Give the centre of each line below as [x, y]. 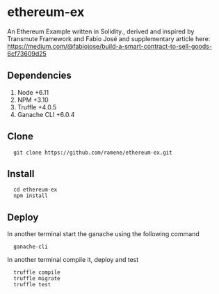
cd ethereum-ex [35, 190]
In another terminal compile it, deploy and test [73, 260]
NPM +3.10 [33, 100]
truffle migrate [37, 279]
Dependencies [39, 76]
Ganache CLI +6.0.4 [46, 114]
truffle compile [37, 272]
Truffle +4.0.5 [37, 107]
